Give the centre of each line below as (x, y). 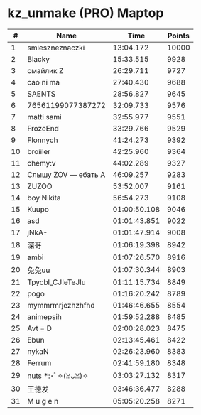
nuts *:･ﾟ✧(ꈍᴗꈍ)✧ (58, 376)
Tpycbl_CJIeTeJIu (57, 282)
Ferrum (39, 362)
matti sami (44, 117)
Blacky (38, 59)
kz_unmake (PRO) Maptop (86, 13)
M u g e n (43, 401)
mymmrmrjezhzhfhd (61, 305)
